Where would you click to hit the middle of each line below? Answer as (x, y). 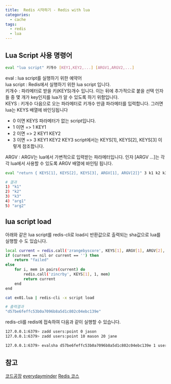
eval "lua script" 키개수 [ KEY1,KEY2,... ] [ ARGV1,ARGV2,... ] (70, 67)
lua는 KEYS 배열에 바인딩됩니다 (37, 109)
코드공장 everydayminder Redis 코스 (42, 376)
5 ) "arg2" (16, 206)
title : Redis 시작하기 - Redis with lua (48, 10)
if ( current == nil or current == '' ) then (52, 255)
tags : (11, 24)
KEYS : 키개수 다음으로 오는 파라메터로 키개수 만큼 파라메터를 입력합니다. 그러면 (84, 103)
